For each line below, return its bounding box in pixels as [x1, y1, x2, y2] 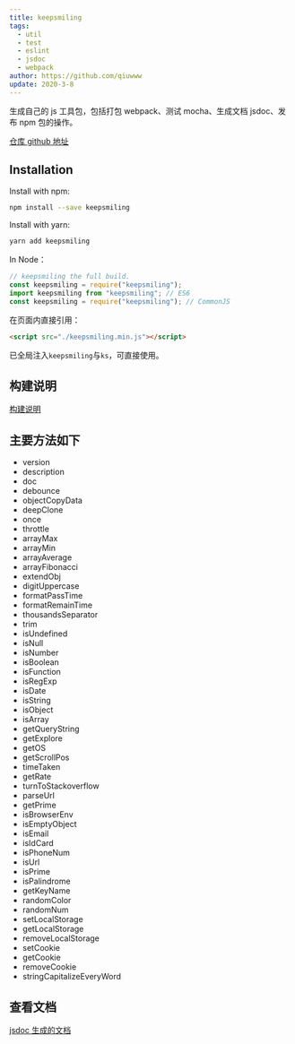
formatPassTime [22, 591, 83, 601]
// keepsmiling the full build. [9, 272, 130, 281]
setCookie [22, 943, 61, 953]
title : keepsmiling [9, 13, 82, 22]
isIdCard [22, 838, 54, 849]
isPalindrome [22, 876, 71, 887]
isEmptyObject [22, 819, 77, 830]
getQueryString [22, 723, 80, 735]
